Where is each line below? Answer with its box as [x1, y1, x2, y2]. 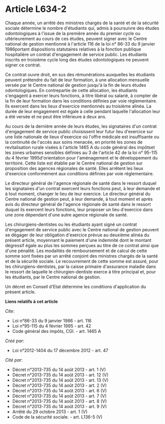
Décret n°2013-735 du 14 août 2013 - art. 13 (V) [12, 377, 109, 383]
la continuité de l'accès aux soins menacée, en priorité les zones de [5, 139, 143, 145]
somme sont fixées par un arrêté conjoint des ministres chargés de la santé [5, 253, 158, 259]
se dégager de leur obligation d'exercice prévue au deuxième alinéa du [5, 232, 149, 238]
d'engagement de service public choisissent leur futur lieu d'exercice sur [5, 128, 154, 134]
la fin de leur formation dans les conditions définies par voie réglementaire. [5, 98, 158, 104]
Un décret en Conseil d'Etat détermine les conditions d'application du [5, 283, 146, 289]
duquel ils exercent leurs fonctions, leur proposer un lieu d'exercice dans [5, 207, 153, 212]
